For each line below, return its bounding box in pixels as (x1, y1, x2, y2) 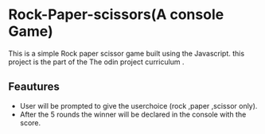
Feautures (8, 80, 60, 94)
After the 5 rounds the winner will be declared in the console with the (19, 109, 247, 119)
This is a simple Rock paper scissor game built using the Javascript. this (8, 48, 245, 58)
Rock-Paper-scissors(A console (8, 6, 224, 24)
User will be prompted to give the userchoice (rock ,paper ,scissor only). (19, 101, 258, 110)
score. (19, 117, 41, 128)
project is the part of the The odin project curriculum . (8, 57, 185, 67)
